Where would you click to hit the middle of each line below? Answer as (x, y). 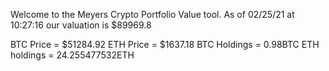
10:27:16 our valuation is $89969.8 (81, 25)
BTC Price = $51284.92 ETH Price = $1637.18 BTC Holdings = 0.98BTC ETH (165, 44)
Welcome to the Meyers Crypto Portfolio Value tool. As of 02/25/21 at (152, 14)
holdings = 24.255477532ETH (72, 55)
